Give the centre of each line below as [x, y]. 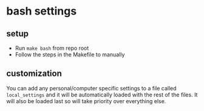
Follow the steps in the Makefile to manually [70, 55]
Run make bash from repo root [52, 48]
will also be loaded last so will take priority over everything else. [86, 101]
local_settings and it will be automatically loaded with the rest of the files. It [102, 95]
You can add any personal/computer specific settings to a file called [92, 88]
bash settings [42, 11]
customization [34, 74]
